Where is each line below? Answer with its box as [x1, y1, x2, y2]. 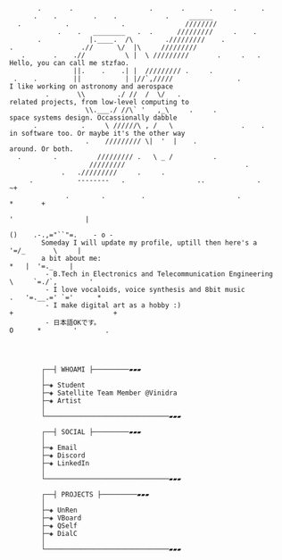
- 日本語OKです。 [45, 318, 101, 327]
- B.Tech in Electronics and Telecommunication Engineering [45, 270, 274, 279]
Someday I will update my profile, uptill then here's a [41, 238, 257, 247]
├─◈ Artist [41, 397, 82, 405]
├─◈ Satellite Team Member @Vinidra [41, 389, 178, 397]
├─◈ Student [41, 380, 87, 389]
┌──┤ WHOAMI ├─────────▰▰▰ [41, 365, 142, 374]
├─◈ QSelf [41, 522, 78, 531]
